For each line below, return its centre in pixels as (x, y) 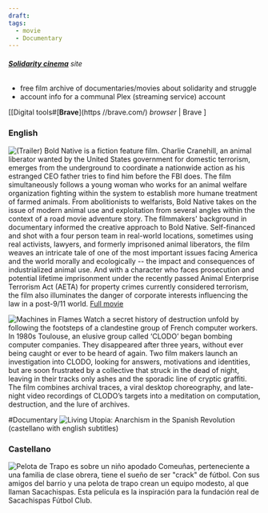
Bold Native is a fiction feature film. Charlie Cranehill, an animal (148, 150)
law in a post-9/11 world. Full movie (66, 303)
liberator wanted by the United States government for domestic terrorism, (129, 159)
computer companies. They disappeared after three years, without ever (126, 344)
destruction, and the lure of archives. (69, 404)
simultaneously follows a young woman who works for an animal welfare (128, 184)
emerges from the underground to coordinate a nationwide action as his (127, 167)
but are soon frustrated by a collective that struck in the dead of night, (124, 370)
